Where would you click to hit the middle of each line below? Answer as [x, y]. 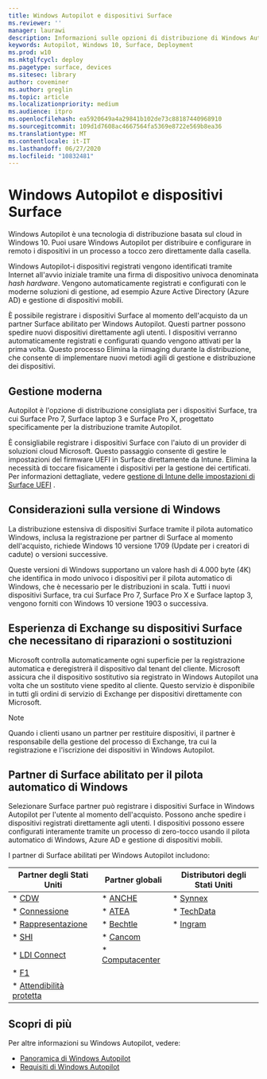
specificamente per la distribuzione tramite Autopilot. [95, 427]
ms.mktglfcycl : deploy [46, 60]
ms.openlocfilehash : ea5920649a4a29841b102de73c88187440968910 [115, 119]
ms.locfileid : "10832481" [51, 156]
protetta [27, 996]
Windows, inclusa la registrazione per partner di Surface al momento [121, 537]
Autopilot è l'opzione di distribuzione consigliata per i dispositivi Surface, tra [133, 410]
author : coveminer [39, 82]
